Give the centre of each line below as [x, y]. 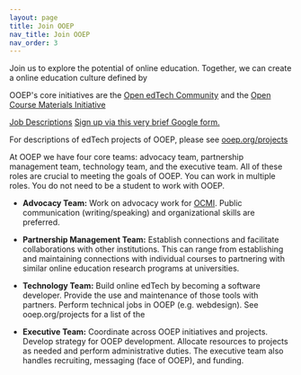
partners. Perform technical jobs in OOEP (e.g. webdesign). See [140, 305]
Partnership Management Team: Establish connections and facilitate [150, 240]
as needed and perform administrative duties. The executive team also [153, 351]
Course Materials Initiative [58, 105]
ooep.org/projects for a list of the [84, 315]
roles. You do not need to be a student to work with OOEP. [117, 186]
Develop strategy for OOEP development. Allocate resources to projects [155, 342]
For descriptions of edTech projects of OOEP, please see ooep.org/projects [149, 139]
